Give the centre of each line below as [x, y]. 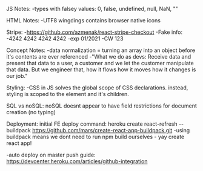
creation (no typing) [31, 112]
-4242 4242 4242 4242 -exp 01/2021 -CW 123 [65, 38]
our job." [17, 76]
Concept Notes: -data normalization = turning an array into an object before [101, 50]
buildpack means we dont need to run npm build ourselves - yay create [95, 137]
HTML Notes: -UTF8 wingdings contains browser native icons [83, 20]
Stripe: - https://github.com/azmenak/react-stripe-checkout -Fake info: [95, 32]
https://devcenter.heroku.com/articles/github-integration [77, 161]
